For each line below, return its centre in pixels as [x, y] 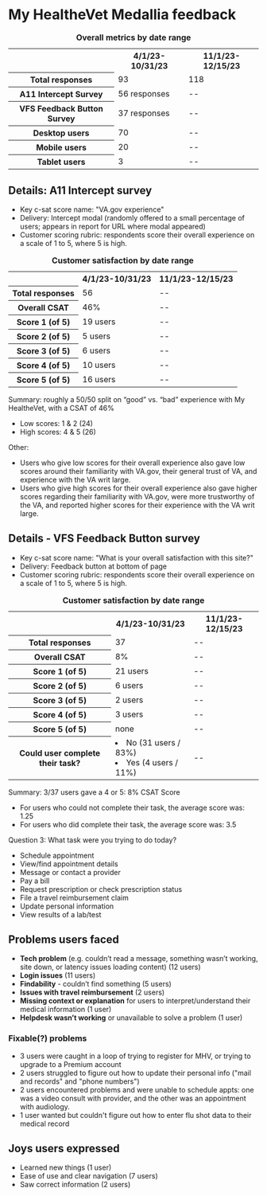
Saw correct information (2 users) [75, 1185]
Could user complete [60, 752]
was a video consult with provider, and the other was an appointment [133, 1098]
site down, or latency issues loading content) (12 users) [110, 967]
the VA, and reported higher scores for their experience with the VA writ [137, 505]
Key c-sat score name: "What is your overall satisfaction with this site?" [137, 557]
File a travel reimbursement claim [74, 897]
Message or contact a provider [70, 872]
